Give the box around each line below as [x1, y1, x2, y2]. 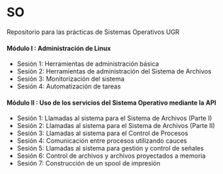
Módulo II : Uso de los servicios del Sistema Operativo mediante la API [6, 98, 217, 107]
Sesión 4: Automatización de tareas [16, 82, 121, 91]
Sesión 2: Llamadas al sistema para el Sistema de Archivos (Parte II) [16, 122, 215, 130]
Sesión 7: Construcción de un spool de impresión [16, 159, 161, 168]
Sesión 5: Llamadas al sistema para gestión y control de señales [16, 144, 205, 153]
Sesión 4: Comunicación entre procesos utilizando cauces [16, 137, 188, 145]
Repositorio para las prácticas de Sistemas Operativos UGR [6, 28, 180, 36]
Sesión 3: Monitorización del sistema [16, 75, 125, 83]
